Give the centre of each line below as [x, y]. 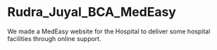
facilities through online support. [54, 38]
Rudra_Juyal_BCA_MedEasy [92, 12]
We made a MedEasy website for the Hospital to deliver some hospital [109, 31]
